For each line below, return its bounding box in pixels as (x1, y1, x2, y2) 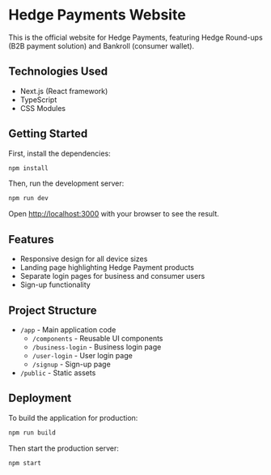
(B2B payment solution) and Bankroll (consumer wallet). (8, 41, 195, 50)
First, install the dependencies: (8, 148, 111, 158)
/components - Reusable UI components (32, 333, 163, 343)
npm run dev (8, 195, 49, 203)
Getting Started (8, 127, 88, 141)
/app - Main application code (19, 324, 116, 334)
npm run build (8, 428, 57, 437)
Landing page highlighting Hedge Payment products (19, 263, 194, 272)
